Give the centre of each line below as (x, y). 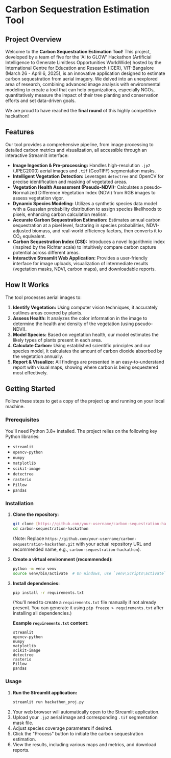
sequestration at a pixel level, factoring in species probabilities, (79, 225)
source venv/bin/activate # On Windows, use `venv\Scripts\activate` (89, 573)
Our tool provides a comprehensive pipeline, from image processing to (80, 144)
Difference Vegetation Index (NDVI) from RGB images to (97, 192)
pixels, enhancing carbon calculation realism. (60, 214)
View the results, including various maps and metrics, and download (84, 744)
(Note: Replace (28, 538)
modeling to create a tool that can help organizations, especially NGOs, (80, 90)
